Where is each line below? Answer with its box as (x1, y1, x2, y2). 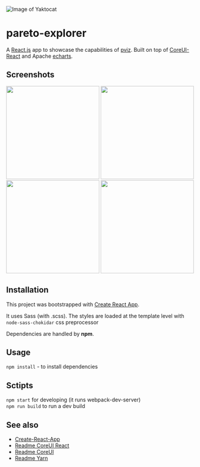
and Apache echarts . (21, 52, 73, 60)
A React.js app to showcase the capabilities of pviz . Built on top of (6, 46, 168, 53)
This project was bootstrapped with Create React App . (6, 301, 140, 308)
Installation (6, 285, 49, 295)
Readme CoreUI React (14, 442, 70, 449)
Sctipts (6, 380, 34, 390)
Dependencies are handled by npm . (6, 330, 94, 337)
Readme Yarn (14, 454, 48, 462)
